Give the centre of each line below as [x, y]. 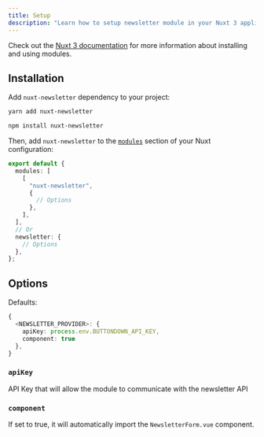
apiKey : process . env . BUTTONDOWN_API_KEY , [91, 331]
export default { [37, 164]
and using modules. [40, 54]
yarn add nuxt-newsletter [50, 112]
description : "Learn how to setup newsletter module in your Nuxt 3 [123, 23]
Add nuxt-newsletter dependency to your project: [89, 97]
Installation [36, 78]
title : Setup [29, 15]
